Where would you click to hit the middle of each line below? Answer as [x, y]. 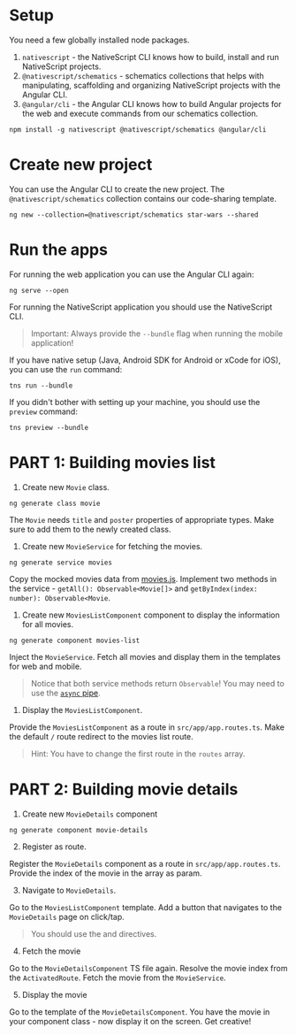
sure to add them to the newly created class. [90, 529]
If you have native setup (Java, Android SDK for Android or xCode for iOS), [145, 360]
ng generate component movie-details [79, 830]
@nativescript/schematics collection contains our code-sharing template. [143, 198]
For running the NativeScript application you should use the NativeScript [141, 307]
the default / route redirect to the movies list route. [102, 736]
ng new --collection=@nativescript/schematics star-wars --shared [134, 215]
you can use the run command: [66, 369]
